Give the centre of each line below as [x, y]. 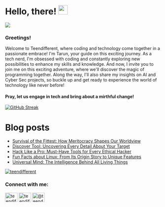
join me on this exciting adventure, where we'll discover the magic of [75, 70]
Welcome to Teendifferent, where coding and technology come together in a [82, 48]
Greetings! [18, 38]
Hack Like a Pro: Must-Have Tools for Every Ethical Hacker [72, 152]
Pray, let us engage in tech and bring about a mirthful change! [70, 96]
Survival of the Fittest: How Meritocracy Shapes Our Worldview [77, 141]
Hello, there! [31, 12]
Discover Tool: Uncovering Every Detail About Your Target [71, 146]
